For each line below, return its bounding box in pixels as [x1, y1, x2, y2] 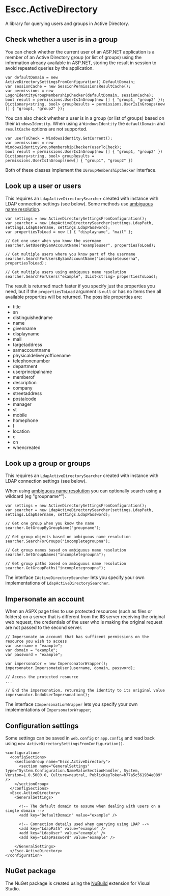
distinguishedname [12, 314, 53, 321]
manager [12, 401, 32, 407]
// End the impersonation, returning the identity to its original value [5, 688, 165, 693]
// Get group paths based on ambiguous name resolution [5, 561, 126, 566]
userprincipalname [12, 368, 52, 375]
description [12, 379, 37, 385]
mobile [12, 412, 27, 418]
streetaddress [12, 390, 42, 396]
